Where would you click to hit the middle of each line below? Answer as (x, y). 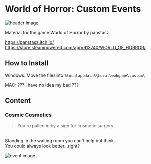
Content (18, 101)
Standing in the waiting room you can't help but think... (61, 141)
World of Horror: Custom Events (73, 9)
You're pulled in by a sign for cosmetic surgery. (66, 126)
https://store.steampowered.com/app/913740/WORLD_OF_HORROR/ (75, 47)
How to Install (27, 63)
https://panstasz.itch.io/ (30, 42)
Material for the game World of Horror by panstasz (57, 32)
